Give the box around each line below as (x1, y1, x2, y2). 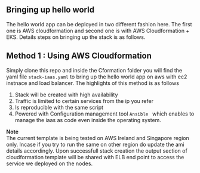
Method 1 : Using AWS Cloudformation (6, 51, 152, 61)
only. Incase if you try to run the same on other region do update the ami (6, 141, 184, 148)
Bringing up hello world (6, 5, 94, 15)
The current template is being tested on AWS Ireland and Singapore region (6, 134, 190, 141)
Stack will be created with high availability (14, 91, 118, 98)
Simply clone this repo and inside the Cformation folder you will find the (6, 66, 183, 74)
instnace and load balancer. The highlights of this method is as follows (6, 79, 179, 86)
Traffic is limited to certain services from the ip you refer (14, 97, 154, 104)
